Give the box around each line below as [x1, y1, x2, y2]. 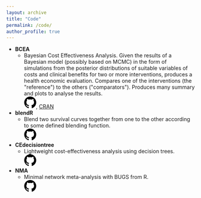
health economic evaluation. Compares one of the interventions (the [23, 78, 193, 85]
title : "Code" [6, 16, 42, 22]
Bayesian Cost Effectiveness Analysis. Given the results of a [23, 52, 172, 59]
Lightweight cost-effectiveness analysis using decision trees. [23, 148, 175, 155]
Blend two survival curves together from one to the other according [23, 116, 190, 123]
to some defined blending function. [23, 122, 111, 129]
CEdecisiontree [14, 141, 54, 148]
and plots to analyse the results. [23, 90, 103, 97]
